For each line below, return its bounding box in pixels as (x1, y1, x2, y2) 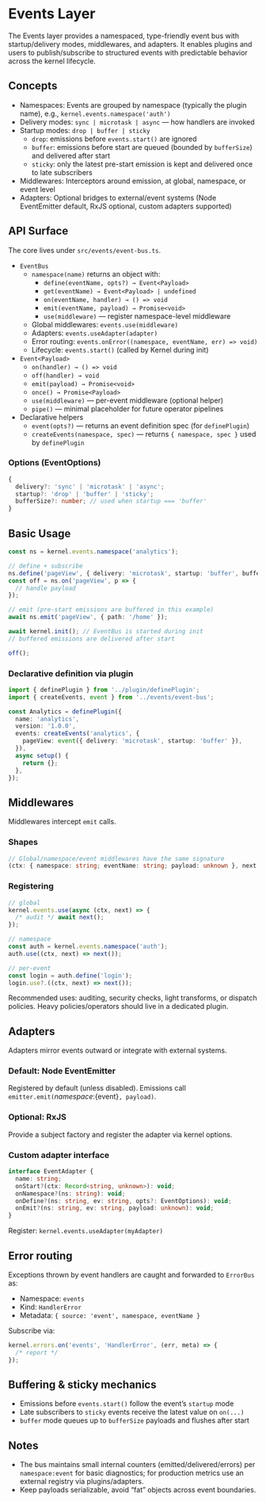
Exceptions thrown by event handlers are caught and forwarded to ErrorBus (8, 1270, 255, 1280)
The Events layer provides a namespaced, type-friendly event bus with (8, 31, 240, 40)
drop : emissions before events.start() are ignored (31, 134, 197, 143)
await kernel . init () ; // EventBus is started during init (8, 628, 203, 636)
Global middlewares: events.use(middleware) (31, 319, 179, 329)
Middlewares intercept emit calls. (8, 817, 116, 827)
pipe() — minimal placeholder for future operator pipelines (31, 403, 224, 413)
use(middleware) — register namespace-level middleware (43, 311, 231, 321)
